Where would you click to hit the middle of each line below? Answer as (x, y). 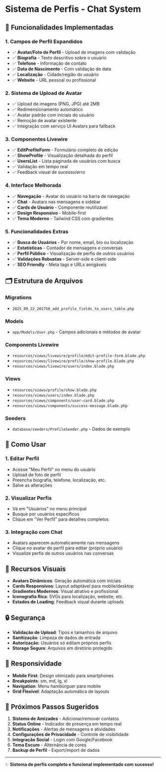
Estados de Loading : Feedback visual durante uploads (68, 602)
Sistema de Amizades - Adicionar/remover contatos (66, 719)
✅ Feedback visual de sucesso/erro (49, 172)
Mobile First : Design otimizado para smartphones (63, 676)
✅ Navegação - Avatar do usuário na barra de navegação (71, 196)
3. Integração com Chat (34, 532)
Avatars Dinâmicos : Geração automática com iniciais (66, 581)
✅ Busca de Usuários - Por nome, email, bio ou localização (73, 242)
